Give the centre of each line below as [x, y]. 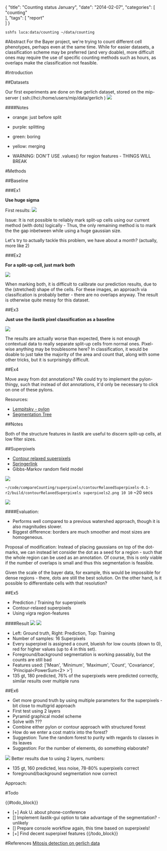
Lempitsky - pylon [31, 409]
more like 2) [17, 245]
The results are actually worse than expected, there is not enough [73, 338]
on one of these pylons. [29, 390]
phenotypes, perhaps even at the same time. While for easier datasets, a [80, 47]
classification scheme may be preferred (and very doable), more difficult [80, 52]
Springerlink [25, 464]
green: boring [26, 136]
